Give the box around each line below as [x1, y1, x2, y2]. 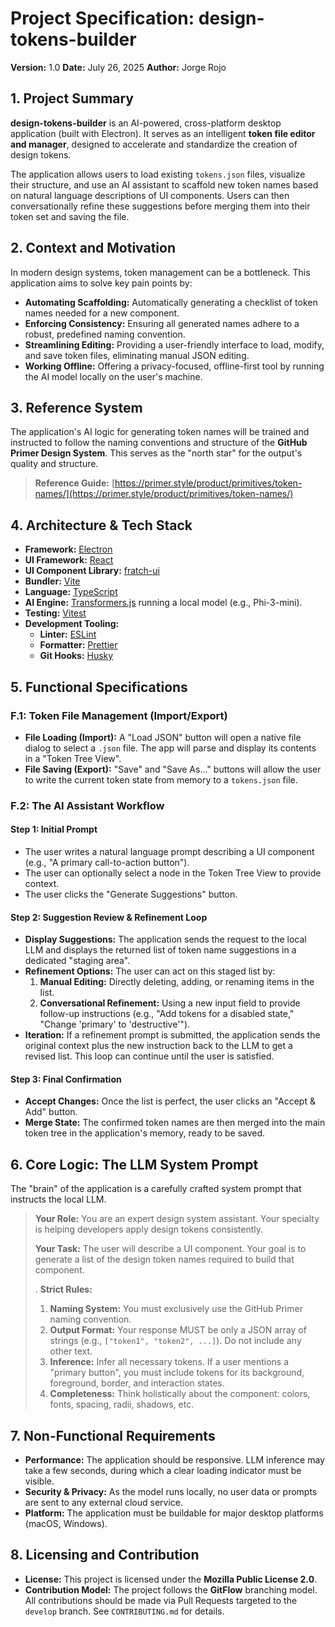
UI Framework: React [24, 554, 114, 566]
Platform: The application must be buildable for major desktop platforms [24, 1507, 324, 1519]
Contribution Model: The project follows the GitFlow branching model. [24, 1583, 318, 1596]
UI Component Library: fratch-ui [24, 565, 160, 577]
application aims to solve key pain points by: [10, 277, 193, 289]
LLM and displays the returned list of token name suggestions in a [24, 944, 297, 956]
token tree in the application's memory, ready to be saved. [24, 1127, 266, 1139]
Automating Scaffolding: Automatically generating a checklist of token [24, 296, 318, 308]
